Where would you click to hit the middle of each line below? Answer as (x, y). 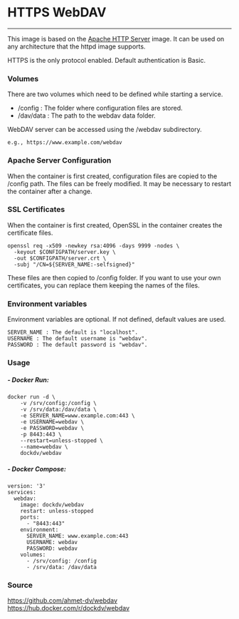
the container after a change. (50, 191)
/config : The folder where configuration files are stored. (100, 108)
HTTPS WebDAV (57, 12)
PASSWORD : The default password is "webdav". (78, 345)
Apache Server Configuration (59, 160)
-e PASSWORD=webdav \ (52, 429)
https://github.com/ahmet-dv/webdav (63, 600)
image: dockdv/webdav (52, 505)
